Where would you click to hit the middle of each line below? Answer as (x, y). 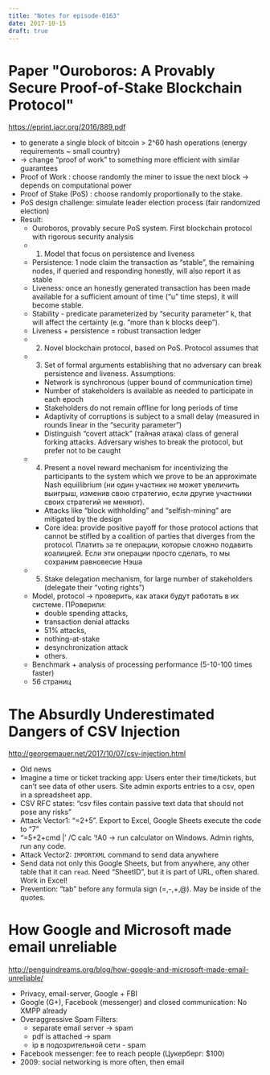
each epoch (64, 399)
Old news (36, 769)
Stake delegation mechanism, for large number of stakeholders (148, 579)
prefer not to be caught (82, 451)
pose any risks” (46, 812)
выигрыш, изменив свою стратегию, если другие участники (148, 494)
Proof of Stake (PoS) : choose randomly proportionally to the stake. (131, 194)
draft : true (28, 31)
